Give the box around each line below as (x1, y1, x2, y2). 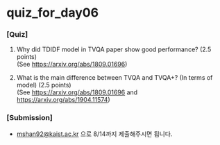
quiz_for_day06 (6, 5, 99, 21)
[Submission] (6, 113, 53, 123)
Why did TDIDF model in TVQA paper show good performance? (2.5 (16, 45, 212, 53)
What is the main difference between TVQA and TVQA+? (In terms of (16, 74, 213, 82)
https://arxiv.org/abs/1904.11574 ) (16, 96, 110, 104)
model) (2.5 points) (16, 81, 71, 89)
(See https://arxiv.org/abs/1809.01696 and (16, 88, 138, 96)
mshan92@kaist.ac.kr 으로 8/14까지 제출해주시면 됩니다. (16, 130, 173, 138)
